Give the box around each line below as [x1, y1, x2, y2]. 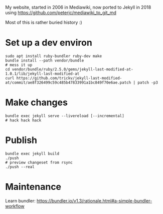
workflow [5, 203, 25, 209]
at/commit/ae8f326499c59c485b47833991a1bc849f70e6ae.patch [5, 80, 131, 85]
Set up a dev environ [5, 37, 93, 48]
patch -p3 [137, 80, 158, 85]
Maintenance [5, 181, 62, 192]
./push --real [5, 164, 35, 169]
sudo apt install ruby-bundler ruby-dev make [5, 53, 102, 58]
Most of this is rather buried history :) [5, 20, 82, 25]
